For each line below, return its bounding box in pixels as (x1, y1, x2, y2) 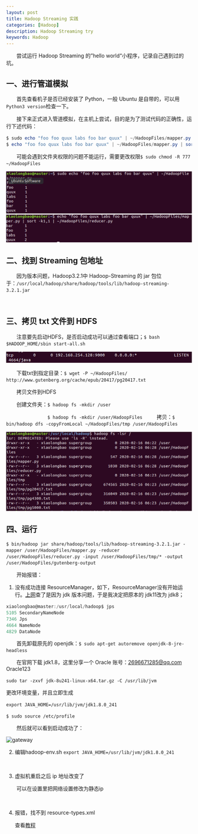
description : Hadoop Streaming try (6, 28, 94, 34)
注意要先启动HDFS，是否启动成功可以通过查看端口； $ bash (16, 333, 160, 340)
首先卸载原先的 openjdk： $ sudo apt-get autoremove (16, 640, 145, 647)
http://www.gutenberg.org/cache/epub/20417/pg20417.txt (6, 377, 146, 384)
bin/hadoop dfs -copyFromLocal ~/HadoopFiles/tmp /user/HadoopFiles (6, 421, 178, 427)
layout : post (6, 9, 38, 15)
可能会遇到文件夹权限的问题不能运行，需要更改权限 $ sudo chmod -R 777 (16, 152, 191, 160)
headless (6, 648, 28, 654)
